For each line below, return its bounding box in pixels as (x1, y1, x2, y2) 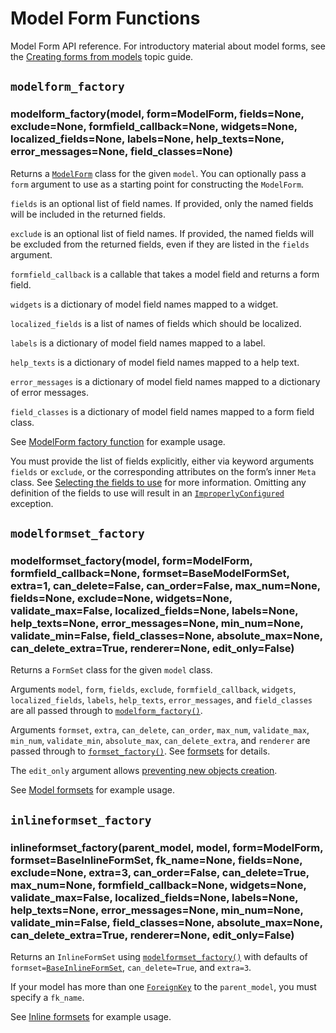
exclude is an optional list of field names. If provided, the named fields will (10, 227, 315, 239)
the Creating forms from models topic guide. (10, 50, 194, 62)
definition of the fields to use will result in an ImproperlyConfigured (10, 487, 285, 499)
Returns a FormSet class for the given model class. (10, 664, 213, 676)
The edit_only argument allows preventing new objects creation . (10, 765, 278, 777)
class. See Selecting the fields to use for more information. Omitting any (10, 476, 307, 488)
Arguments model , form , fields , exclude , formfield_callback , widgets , (10, 683, 297, 696)
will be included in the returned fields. (10, 208, 166, 220)
